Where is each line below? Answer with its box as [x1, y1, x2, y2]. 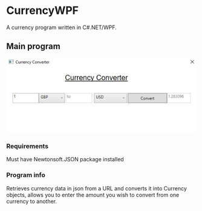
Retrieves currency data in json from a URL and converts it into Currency [6, 184, 187, 192]
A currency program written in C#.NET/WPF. [6, 24, 117, 31]
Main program [6, 41, 60, 52]
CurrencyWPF [6, 4, 79, 18]
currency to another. [6, 198, 57, 205]
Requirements [6, 142, 49, 150]
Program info [6, 171, 45, 179]
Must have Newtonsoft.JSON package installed [6, 156, 124, 163]
